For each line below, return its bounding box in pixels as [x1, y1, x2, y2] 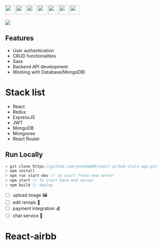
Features [5, 34, 34, 43]
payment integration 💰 [12, 206, 61, 211]
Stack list [5, 87, 46, 98]
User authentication [12, 47, 54, 53]
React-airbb [5, 231, 57, 242]
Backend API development [12, 63, 68, 69]
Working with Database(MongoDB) [12, 69, 86, 75]
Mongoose [12, 130, 35, 136]
